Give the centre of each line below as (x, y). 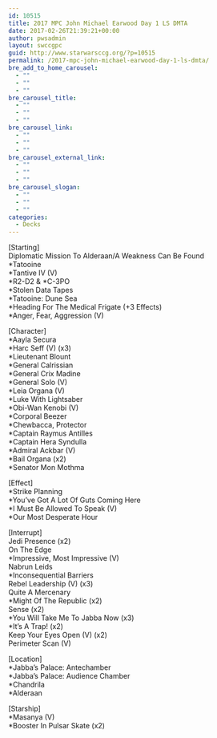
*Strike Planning (35, 492)
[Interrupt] (25, 533)
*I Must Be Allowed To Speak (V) (63, 509)
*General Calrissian (41, 365)
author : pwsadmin (37, 38)
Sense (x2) (26, 610)
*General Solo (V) (38, 383)
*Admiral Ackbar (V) (42, 451)
